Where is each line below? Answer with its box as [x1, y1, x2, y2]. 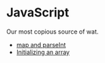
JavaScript [6, 5, 70, 21]
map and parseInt [16, 40, 66, 49]
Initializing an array [16, 48, 70, 56]
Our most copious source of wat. [6, 27, 99, 36]
